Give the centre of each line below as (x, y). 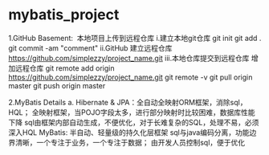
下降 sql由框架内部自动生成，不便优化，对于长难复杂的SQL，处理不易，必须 (134, 122)
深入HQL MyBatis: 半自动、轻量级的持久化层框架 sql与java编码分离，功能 (129, 132)
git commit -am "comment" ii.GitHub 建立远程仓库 (90, 48)
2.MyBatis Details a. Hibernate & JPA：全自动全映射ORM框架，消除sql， (128, 102)
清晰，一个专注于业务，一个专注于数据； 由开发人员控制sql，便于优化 (130, 142)
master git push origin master (57, 85)
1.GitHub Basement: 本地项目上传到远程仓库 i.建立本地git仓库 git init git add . (135, 38)
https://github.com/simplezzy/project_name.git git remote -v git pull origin (130, 77)
